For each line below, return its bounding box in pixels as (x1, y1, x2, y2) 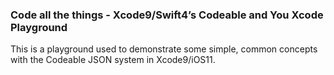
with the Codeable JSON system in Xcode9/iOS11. (10, 54, 216, 66)
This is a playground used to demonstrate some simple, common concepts (10, 43, 318, 55)
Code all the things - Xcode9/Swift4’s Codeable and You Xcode (10, 8, 324, 22)
